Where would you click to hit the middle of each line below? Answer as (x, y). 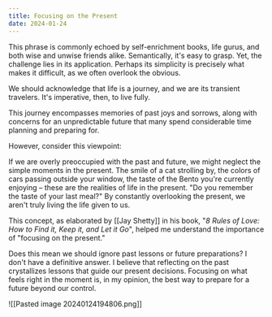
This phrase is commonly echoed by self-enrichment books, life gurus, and (134, 46)
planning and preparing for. (54, 130)
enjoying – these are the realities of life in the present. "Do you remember (131, 187)
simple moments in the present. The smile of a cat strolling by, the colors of (134, 170)
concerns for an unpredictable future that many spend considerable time (130, 121)
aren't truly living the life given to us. (69, 205)
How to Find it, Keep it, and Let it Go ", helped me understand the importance (136, 229)
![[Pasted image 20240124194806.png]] (75, 304)
